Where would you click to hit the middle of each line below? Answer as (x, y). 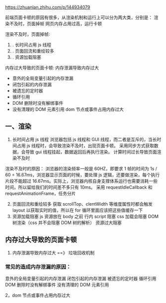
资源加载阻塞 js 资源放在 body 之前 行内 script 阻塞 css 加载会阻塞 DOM (85, 216)
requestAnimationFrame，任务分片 (40, 193)
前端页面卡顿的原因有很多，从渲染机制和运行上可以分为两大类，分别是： (79, 17)
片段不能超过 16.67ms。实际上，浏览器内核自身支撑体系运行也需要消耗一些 (81, 181)
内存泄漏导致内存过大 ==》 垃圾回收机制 (54, 252)
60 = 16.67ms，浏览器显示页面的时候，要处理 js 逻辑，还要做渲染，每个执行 (83, 175)
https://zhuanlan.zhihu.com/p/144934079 (48, 7)
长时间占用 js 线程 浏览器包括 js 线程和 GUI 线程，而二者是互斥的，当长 (84, 139)
